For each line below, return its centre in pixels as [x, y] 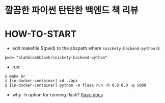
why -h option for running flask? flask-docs [58, 95]
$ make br [15, 76]
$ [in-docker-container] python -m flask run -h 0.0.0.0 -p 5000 [75, 85]
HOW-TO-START [41, 34]
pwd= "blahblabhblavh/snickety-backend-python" [56, 58]
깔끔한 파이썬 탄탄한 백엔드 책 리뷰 [72, 10]
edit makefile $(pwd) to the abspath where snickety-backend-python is [86, 48]
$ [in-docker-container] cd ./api [42, 81]
